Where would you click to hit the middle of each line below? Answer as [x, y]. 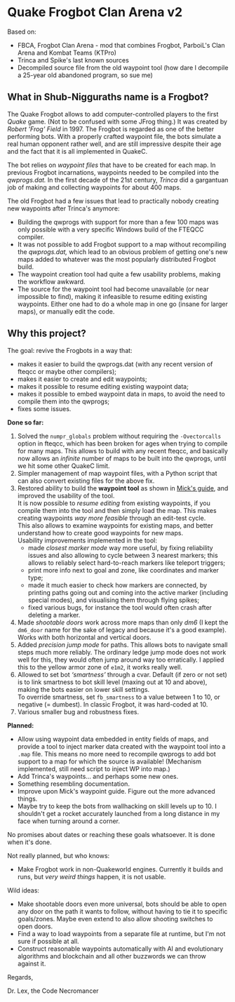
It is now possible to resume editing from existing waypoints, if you [114, 503]
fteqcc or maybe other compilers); [67, 371]
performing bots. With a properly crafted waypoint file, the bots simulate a [114, 136]
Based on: [22, 32]
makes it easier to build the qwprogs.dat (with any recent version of [115, 364]
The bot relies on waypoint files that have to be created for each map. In [112, 165]
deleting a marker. [54, 615]
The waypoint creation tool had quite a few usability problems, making [119, 274]
